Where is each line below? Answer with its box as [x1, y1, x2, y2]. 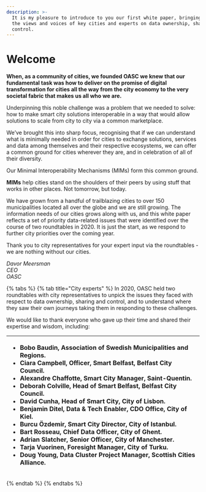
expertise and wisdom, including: [6, 323, 90, 330]
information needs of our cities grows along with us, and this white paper [6, 210, 191, 218]
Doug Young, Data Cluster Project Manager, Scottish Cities [20, 451, 196, 460]
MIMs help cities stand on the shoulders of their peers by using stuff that [6, 179, 191, 186]
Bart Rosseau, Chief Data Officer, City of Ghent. [20, 428, 162, 436]
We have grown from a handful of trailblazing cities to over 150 [6, 197, 164, 205]
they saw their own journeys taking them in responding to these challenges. [6, 305, 198, 312]
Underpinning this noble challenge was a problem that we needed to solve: [6, 104, 196, 112]
